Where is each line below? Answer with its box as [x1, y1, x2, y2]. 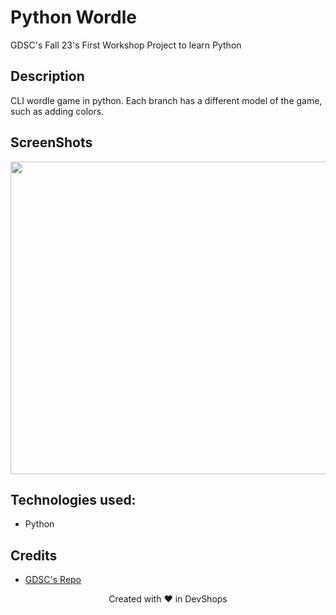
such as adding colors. [10, 105, 105, 117]
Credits [10, 547, 58, 564]
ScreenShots [10, 134, 93, 151]
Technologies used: [10, 491, 137, 508]
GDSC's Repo [24, 574, 82, 586]
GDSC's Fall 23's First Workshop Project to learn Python [10, 39, 242, 51]
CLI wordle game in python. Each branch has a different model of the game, [10, 94, 323, 106]
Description [10, 68, 85, 85]
